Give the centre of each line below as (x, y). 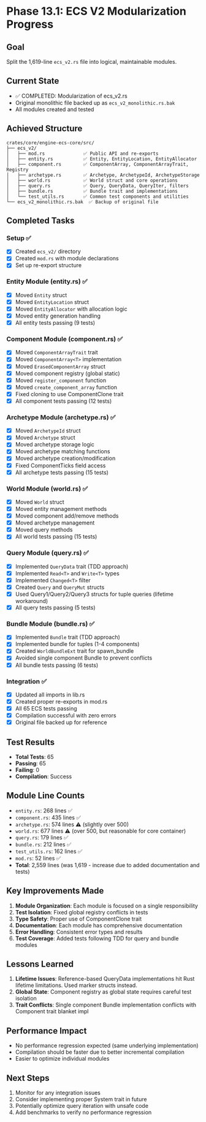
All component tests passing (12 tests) (63, 401)
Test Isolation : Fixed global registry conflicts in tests (82, 912)
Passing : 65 (30, 763)
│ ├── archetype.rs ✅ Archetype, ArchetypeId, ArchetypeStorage (103, 175)
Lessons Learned (40, 964)
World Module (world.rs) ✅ (47, 488)
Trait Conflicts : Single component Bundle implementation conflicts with (106, 1005)
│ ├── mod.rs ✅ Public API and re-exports (82, 154)
